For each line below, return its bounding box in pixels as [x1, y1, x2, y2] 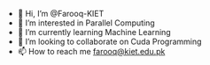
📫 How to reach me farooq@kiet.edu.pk [17, 47, 166, 56]
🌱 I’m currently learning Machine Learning [17, 27, 171, 37]
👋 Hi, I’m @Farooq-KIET [17, 9, 105, 18]
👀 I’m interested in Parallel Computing [17, 18, 155, 28]
